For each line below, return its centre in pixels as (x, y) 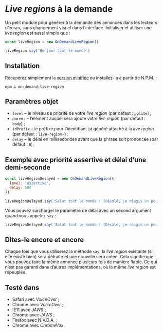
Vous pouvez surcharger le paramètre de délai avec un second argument (78, 210)
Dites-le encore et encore (45, 239)
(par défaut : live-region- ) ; (40, 134)
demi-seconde (28, 167)
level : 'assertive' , (30, 183)
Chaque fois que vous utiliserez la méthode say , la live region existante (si (79, 251)
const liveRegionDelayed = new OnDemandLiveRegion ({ (60, 179)
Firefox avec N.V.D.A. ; (35, 320)
